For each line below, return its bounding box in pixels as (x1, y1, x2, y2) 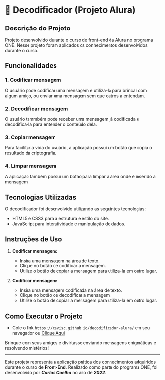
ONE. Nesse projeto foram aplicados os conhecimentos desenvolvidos (5, 42, 148, 48)
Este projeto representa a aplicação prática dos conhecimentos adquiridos (5, 359, 156, 365)
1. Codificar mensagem (5, 76, 61, 83)
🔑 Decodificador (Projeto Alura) (5, 4, 136, 16)
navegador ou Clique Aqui (12, 330, 65, 336)
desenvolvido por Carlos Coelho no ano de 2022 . (5, 370, 107, 376)
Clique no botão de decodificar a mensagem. (19, 292, 111, 298)
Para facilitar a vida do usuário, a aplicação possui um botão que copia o (5, 145, 152, 151)
